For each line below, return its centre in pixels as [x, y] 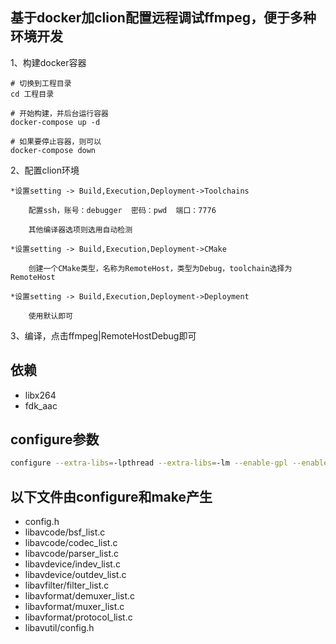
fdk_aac [41, 405]
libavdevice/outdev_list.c [75, 575]
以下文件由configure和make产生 [111, 496]
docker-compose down [53, 150]
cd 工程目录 [32, 94]
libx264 [40, 395]
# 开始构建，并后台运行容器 [60, 113]
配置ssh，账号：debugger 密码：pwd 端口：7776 [122, 210]
